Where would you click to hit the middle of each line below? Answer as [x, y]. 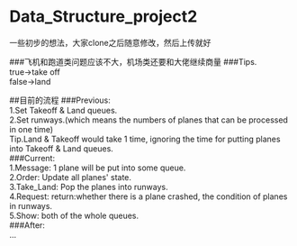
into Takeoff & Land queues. [62, 148]
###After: [27, 225]
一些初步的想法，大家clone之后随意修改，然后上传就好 [110, 42]
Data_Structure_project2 [103, 17]
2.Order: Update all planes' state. [71, 177]
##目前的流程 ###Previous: [60, 100]
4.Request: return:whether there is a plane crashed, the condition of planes [148, 196]
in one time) [31, 129]
